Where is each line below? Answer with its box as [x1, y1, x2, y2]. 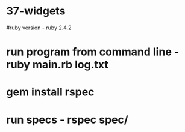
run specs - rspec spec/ [6, 113, 128, 127]
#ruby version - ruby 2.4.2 [6, 24, 72, 31]
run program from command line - [6, 45, 180, 59]
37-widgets [6, 4, 66, 18]
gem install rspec [6, 85, 95, 99]
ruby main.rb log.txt [6, 58, 108, 71]
